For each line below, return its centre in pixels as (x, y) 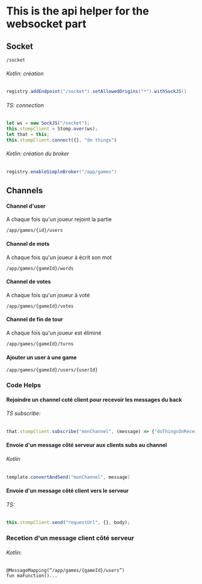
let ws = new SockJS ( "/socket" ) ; (48, 123)
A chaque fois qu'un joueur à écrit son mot (59, 257)
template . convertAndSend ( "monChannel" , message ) (68, 477)
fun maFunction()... (32, 576)
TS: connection (25, 105)
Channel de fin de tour (35, 319)
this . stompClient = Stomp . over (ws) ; (52, 129)
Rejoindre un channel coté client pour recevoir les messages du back (94, 399)
